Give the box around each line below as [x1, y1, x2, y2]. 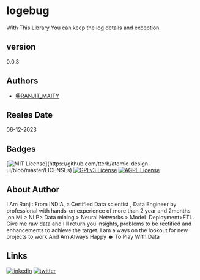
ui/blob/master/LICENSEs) [6, 167, 72, 174]
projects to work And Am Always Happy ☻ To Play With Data [6, 233, 160, 240]
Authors [6, 76, 39, 86]
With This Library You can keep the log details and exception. [6, 24, 161, 31]
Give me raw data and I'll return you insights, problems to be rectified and [6, 220, 191, 227]
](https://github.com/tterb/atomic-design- [45, 160, 151, 167]
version [6, 42, 36, 52]
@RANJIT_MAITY [15, 92, 60, 99]
